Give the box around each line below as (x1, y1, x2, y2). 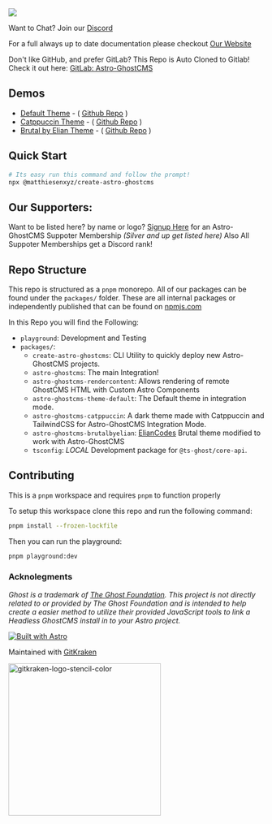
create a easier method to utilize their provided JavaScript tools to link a (8, 606, 251, 616)
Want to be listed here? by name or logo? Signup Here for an (8, 222, 211, 232)
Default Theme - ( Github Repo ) (19, 108, 128, 118)
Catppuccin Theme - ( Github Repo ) (19, 117, 143, 127)
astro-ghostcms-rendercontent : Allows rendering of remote (32, 377, 230, 386)
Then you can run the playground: (8, 536, 123, 546)
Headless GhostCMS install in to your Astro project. (8, 615, 181, 625)
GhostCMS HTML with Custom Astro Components (32, 385, 201, 395)
